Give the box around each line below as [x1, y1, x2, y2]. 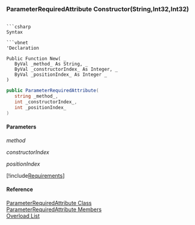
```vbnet [6, 40, 29, 46]
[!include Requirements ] [6, 172, 65, 179]
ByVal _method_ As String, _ [14, 61, 88, 67]
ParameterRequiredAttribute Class [6, 200, 92, 207]
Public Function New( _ [6, 56, 67, 62]
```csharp [6, 24, 32, 30]
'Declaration [6, 45, 39, 52]
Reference [6, 186, 33, 193]
